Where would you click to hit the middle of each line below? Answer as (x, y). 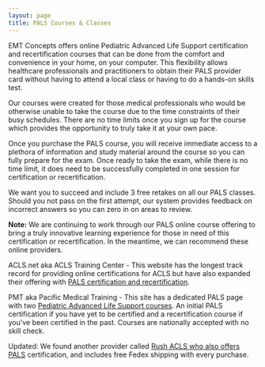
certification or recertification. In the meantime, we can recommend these (129, 241)
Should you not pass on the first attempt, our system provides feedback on (131, 201)
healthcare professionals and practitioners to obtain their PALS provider (125, 70)
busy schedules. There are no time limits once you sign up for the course (127, 119)
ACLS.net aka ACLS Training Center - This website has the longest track (126, 265)
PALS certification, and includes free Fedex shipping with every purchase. (129, 354)
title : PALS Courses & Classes (60, 23)
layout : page (30, 15)
